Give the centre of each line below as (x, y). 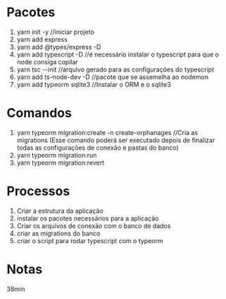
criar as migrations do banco (58, 233)
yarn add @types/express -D (59, 47)
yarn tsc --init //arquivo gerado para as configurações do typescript (115, 69)
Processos (38, 191)
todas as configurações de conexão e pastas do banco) (98, 147)
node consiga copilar (47, 61)
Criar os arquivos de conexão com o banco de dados (94, 225)
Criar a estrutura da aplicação (60, 211)
